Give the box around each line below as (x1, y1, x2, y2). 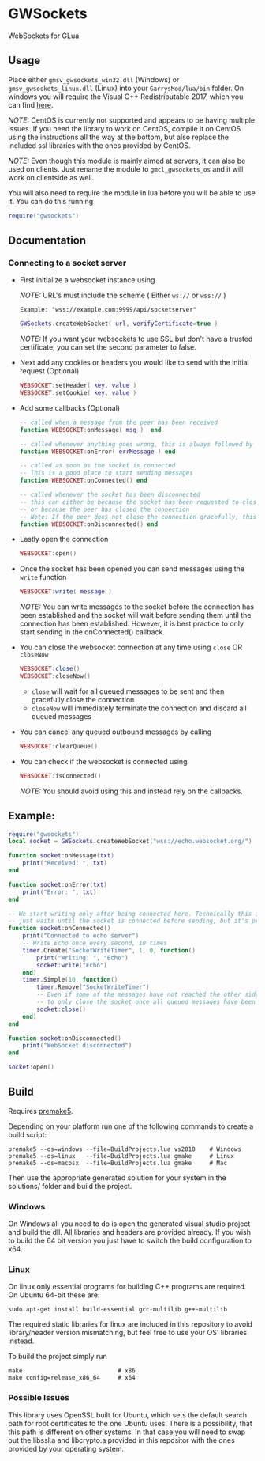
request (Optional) (19, 366, 80, 376)
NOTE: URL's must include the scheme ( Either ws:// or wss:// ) (19, 290, 226, 301)
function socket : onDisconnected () (8, 1034, 122, 1043)
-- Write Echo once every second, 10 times (22, 939, 168, 947)
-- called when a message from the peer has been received (19, 418, 218, 426)
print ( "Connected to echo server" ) (22, 932, 140, 940)
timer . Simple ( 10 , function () (22, 976, 118, 984)
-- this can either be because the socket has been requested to (19, 498, 239, 506)
